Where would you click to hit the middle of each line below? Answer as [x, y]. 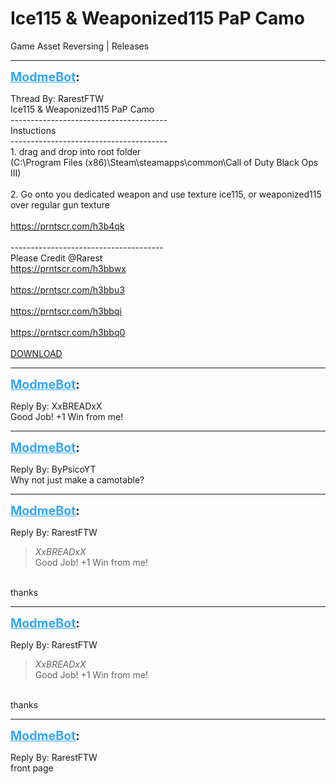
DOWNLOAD [36, 353]
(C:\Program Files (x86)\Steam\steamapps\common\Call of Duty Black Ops [164, 162]
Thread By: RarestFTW [57, 98]
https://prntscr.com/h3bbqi [66, 311]
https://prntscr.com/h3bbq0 [68, 332]
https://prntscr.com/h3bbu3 [67, 289]
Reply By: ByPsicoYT [53, 469]
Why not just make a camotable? [77, 479]
